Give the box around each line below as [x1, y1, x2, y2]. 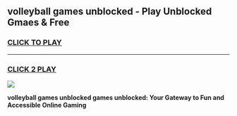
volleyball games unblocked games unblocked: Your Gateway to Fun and [7, 93, 224, 101]
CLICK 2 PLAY [7, 64, 56, 74]
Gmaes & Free [7, 17, 70, 29]
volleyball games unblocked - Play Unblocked [7, 6, 212, 18]
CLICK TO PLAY [7, 38, 62, 48]
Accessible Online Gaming [7, 101, 87, 109]
